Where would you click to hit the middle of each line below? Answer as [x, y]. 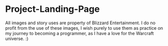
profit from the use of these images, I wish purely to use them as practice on [84, 28]
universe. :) [17, 39]
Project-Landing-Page [53, 9]
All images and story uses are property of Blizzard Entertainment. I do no [80, 23]
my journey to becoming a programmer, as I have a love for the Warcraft [79, 33]
